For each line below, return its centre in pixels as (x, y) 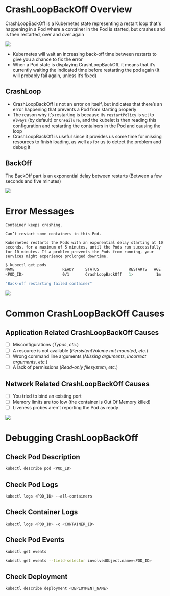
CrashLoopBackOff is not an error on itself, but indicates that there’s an (87, 104)
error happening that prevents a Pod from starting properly (75, 109)
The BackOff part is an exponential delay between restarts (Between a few (84, 176)
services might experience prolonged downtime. (57, 256)
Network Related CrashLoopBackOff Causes (77, 384)
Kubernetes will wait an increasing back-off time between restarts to (84, 54)
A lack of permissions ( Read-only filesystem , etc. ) (65, 367)
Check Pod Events (35, 540)
